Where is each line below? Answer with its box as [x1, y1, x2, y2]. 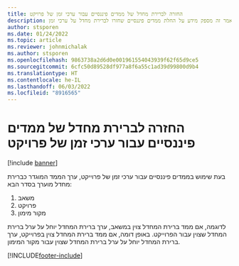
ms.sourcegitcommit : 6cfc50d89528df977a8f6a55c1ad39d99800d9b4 [7, 63, 199, 70]
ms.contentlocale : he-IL [7, 76, 81, 84]
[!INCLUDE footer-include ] [7, 251, 83, 260]
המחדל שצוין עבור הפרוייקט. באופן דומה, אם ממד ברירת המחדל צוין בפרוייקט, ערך [7, 230, 228, 238]
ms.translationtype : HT [7, 70, 78, 77]
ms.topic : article [7, 37, 62, 44]
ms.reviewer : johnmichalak [7, 43, 87, 50]
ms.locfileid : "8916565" [7, 89, 81, 96]
